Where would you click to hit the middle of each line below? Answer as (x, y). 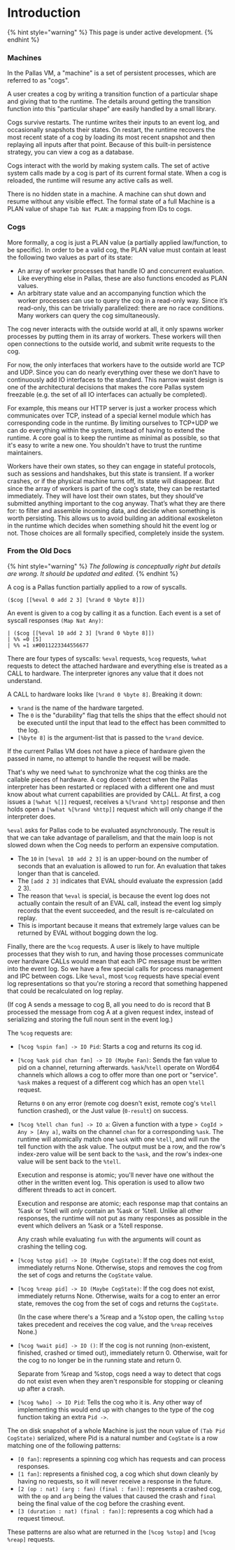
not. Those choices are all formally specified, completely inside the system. (116, 533)
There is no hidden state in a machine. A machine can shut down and (107, 194)
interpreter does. (31, 817)
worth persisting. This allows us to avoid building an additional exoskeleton (115, 518)
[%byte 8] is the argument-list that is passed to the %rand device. (111, 737)
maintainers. (25, 452)
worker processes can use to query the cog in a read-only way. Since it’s (122, 300)
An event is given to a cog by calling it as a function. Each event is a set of (114, 612)
